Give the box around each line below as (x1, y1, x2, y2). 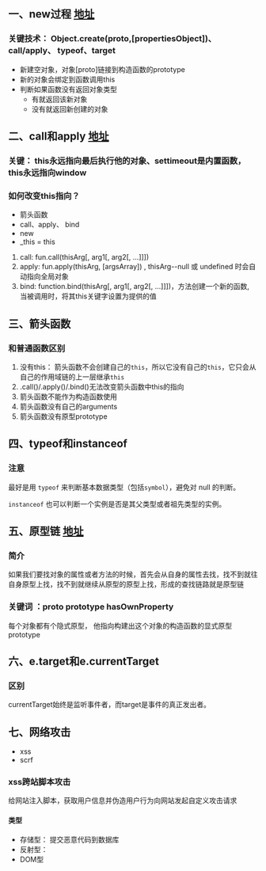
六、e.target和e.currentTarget (8, 655, 160, 668)
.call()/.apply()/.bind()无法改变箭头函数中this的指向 (19, 382, 184, 391)
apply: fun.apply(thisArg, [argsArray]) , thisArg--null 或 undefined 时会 (19, 262, 249, 272)
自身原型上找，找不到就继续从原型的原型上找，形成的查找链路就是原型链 (8, 580, 244, 589)
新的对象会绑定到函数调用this (19, 74, 116, 84)
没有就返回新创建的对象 (31, 104, 108, 113)
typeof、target (57, 45, 116, 56)
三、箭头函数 (8, 317, 71, 330)
